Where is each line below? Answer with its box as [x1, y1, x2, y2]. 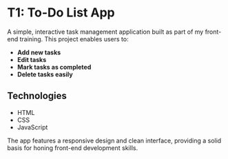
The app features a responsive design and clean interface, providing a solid [7, 136, 222, 145]
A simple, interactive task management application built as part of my [7, 28, 204, 36]
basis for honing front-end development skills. [7, 143, 138, 152]
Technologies [7, 90, 68, 102]
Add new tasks [17, 48, 61, 56]
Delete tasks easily [17, 70, 74, 78]
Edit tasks [17, 55, 47, 63]
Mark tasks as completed [17, 63, 92, 71]
